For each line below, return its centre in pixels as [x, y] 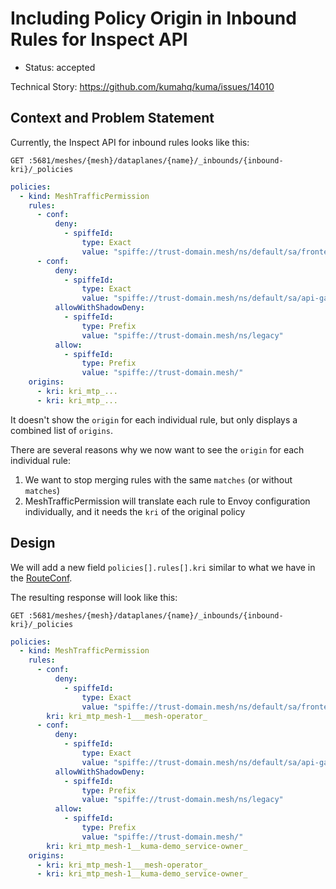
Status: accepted [60, 67]
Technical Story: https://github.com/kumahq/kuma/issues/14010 [142, 86]
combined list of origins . [61, 430]
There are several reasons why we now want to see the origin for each [157, 449]
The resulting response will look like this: [94, 597]
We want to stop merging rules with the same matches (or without [158, 479]
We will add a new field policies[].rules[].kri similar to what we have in [163, 567]
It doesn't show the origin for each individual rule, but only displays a [154, 419]
